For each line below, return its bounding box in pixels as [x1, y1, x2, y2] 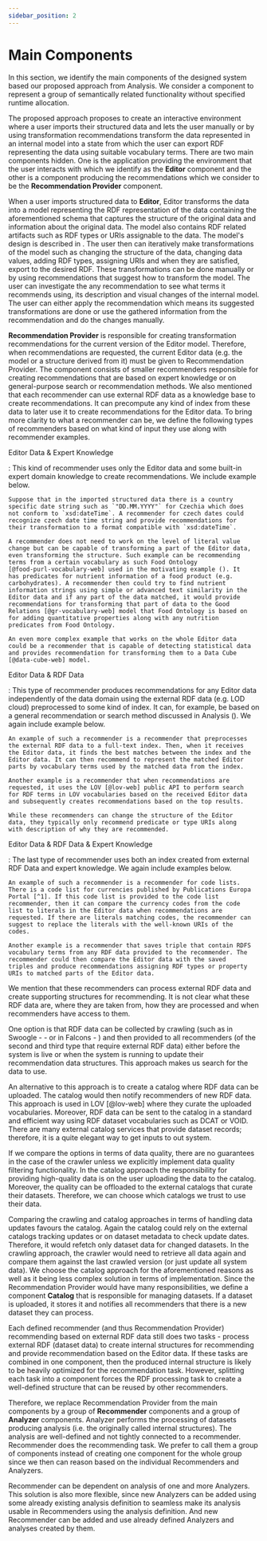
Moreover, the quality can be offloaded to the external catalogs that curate [8, 1181, 253, 1192]
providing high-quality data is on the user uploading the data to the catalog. [8, 1173, 257, 1183]
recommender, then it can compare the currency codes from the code [8, 899, 241, 907]
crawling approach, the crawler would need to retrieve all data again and [8, 1248, 247, 1258]
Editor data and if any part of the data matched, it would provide [8, 593, 241, 601]
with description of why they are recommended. [8, 825, 170, 833]
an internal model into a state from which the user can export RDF [8, 139, 225, 148]
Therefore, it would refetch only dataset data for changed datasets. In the [8, 1240, 249, 1249]
